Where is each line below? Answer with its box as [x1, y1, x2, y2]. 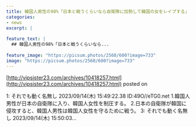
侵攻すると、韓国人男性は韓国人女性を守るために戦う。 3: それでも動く [6, 107, 178, 114]
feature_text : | [6, 36, 46, 42]
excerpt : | [6, 25, 33, 31]
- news [6, 19, 22, 25]
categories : [6, 14, 35, 20]
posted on [123, 80, 148, 87]
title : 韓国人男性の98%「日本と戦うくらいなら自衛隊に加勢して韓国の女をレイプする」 [6, 8, 190, 15]
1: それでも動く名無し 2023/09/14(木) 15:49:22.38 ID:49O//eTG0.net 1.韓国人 [6, 92, 191, 99]
